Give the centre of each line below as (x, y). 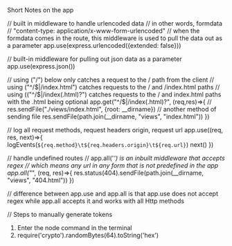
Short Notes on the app (41, 10)
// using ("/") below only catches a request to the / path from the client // (111, 80)
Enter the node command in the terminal (74, 228)
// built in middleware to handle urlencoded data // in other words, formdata (115, 23)
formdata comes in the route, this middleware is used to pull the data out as (115, 38)
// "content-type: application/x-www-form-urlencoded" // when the (104, 31)
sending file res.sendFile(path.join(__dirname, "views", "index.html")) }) (108, 116)
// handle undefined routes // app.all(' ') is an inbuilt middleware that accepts (116, 158)
